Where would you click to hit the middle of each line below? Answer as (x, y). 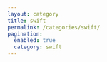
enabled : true (35, 41)
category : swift (38, 47)
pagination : (25, 34)
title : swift (27, 21)
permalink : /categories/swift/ (54, 27)
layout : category (33, 14)
